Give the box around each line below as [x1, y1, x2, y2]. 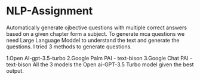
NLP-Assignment [6, 4, 93, 18]
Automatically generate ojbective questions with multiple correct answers [6, 24, 187, 31]
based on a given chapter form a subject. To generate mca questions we [6, 30, 185, 37]
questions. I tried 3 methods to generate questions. [6, 43, 133, 50]
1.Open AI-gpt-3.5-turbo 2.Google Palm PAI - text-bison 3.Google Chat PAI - [6, 54, 193, 61]
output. [6, 67, 24, 74]
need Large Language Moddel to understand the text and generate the [6, 36, 180, 44]
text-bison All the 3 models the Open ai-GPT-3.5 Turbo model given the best [6, 61, 194, 68]
